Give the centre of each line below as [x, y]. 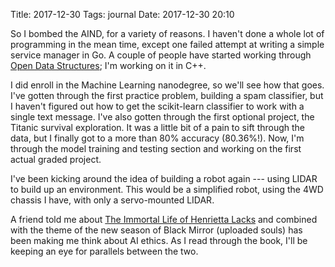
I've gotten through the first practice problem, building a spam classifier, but [167, 95]
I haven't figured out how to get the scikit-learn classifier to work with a [157, 106]
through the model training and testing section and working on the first [156, 148]
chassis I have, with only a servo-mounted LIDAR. [112, 200]
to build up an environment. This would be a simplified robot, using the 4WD [167, 189]
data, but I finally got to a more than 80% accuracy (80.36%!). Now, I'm [157, 138]
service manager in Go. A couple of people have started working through [161, 55]
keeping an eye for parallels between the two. [104, 251]
